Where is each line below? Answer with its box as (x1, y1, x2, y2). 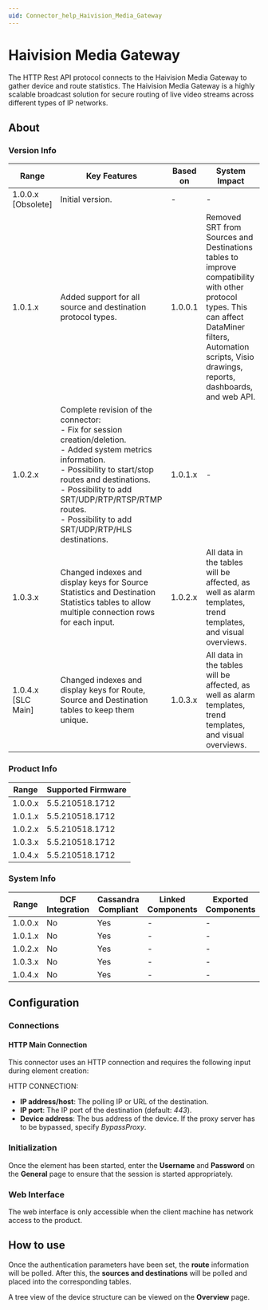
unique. (60, 715, 89, 726)
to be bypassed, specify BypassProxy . (19, 1123, 147, 1132)
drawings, (206, 361, 243, 373)
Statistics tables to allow (60, 597, 152, 608)
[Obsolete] (12, 199, 53, 210)
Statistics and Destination (60, 587, 156, 598)
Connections (8, 1020, 60, 1032)
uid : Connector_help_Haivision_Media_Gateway (8, 11, 162, 20)
